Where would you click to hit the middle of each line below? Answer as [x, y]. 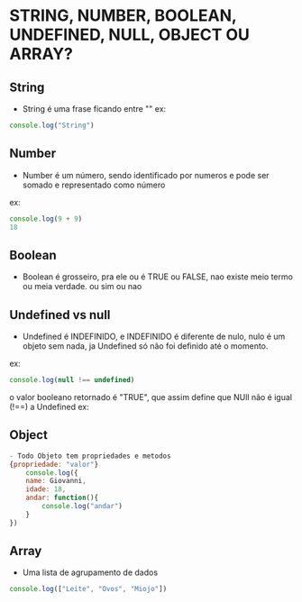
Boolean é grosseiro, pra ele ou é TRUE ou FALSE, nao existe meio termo [157, 277]
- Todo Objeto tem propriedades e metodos [90, 456]
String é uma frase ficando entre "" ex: [94, 109]
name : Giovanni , [56, 481]
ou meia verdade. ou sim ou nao [82, 287]
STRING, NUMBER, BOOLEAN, [123, 16]
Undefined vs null [60, 315]
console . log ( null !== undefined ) [72, 380]
